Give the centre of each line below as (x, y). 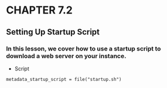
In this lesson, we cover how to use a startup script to (83, 49)
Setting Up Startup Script (53, 32)
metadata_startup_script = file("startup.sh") (64, 79)
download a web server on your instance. (66, 56)
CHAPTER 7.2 (40, 10)
